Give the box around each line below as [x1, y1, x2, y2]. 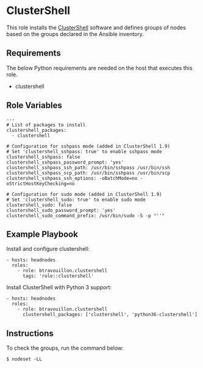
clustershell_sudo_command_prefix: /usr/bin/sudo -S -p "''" [6, 212, 165, 218]
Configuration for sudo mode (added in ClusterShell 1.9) [12, 191, 163, 197]
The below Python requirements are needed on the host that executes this [6, 64, 193, 71]
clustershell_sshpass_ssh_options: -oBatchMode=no [6, 175, 138, 181]
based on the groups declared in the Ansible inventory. [6, 30, 144, 37]
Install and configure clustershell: [6, 245, 90, 253]
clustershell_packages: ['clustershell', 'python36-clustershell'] [22, 312, 198, 318]
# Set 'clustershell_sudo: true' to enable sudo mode [6, 197, 146, 203]
